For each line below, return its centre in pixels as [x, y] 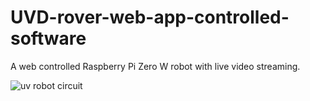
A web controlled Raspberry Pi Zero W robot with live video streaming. [155, 66]
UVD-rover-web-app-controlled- [150, 17]
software [48, 38]
